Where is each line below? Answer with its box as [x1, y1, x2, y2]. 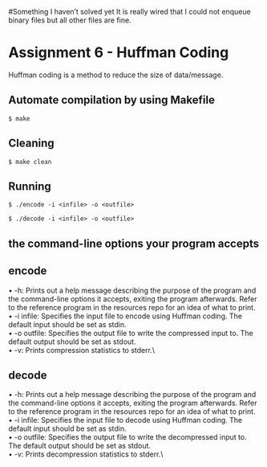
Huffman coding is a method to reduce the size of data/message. [8, 70, 224, 80]
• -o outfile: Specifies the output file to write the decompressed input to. [8, 432, 247, 442]
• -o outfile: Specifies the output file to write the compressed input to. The [8, 328, 254, 338]
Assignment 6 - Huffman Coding [8, 43, 229, 62]
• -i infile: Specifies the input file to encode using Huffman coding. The [8, 311, 243, 321]
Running [8, 179, 52, 193]
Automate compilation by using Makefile [8, 93, 215, 107]
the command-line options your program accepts [8, 236, 260, 250]
